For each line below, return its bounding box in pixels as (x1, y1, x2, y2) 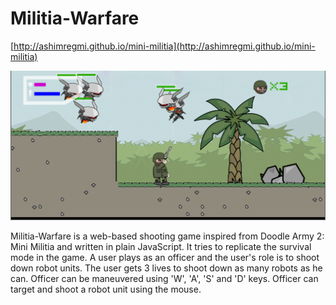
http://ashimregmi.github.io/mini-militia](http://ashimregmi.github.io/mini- (13, 40, 316, 52)
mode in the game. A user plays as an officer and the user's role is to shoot (10, 251, 320, 263)
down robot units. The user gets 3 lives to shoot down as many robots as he (10, 262, 323, 274)
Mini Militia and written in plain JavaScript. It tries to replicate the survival (10, 240, 312, 252)
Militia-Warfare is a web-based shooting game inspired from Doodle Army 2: (10, 230, 325, 242)
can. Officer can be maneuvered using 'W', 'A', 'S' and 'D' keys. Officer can (10, 272, 319, 284)
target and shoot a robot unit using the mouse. (10, 283, 202, 295)
